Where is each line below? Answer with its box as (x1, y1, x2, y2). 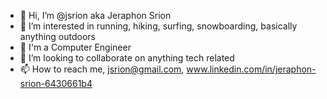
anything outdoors (19, 31, 96, 42)
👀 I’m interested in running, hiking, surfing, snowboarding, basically (19, 20, 298, 32)
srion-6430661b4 (19, 78, 93, 89)
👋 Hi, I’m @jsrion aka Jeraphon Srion (19, 10, 172, 21)
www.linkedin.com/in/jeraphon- (186, 63, 317, 75)
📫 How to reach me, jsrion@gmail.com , (19, 63, 185, 75)
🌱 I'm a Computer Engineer (19, 41, 132, 53)
